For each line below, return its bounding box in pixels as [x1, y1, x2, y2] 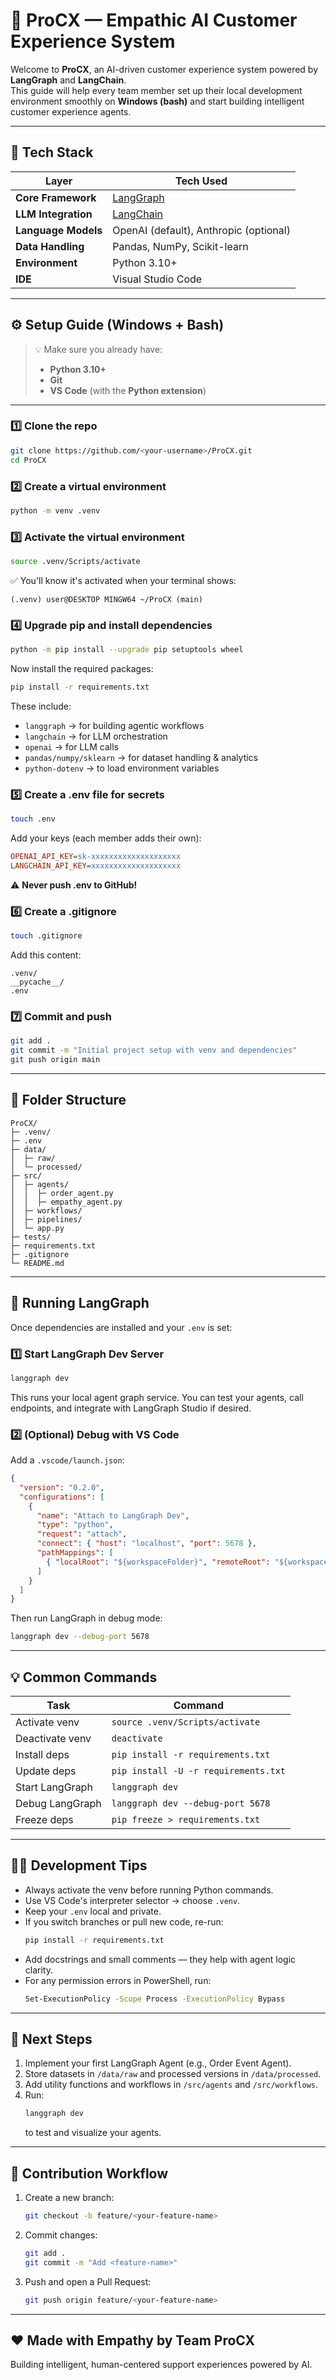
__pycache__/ [10, 977, 65, 988]
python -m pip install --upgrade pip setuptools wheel [10, 645, 244, 655]
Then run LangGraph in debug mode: [10, 1612, 163, 1624]
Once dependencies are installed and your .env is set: [10, 1321, 233, 1333]
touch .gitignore [10, 931, 83, 941]
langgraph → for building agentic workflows [24, 720, 205, 731]
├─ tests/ [10, 1232, 52, 1242]
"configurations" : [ [19, 1492, 105, 1502]
